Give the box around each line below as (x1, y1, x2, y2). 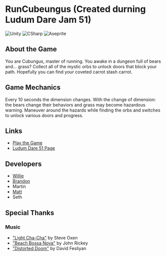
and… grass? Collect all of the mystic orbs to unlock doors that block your (5, 63, 157, 69)
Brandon (12, 178, 30, 184)
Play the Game (12, 140, 43, 146)
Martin (12, 183, 26, 190)
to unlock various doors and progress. (5, 112, 84, 118)
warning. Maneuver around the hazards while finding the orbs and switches (5, 107, 161, 113)
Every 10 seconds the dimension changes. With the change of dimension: (5, 96, 156, 103)
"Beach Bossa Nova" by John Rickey (12, 240, 88, 246)
